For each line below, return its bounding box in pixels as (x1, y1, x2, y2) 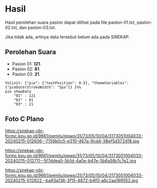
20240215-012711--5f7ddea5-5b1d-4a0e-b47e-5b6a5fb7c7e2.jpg (5, 157, 137, 163)
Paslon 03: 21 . (12, 71, 41, 77)
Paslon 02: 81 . (12, 66, 41, 72)
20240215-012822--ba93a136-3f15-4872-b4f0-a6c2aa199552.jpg (5, 177, 138, 183)
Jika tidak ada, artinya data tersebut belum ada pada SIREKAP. (5, 34, 130, 40)
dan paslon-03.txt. (19, 24, 56, 30)
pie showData (5, 89, 31, 94)
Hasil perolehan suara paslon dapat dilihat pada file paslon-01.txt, (5, 19, 136, 25)
